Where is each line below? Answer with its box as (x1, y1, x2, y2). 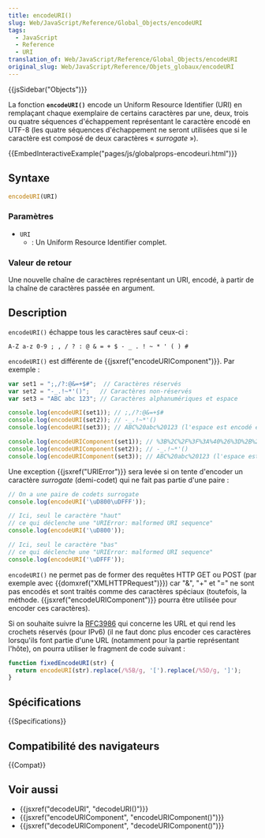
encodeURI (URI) (8, 193, 58, 200)
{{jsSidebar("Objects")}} (8, 84, 88, 94)
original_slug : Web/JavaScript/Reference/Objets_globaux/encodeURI (8, 63, 235, 71)
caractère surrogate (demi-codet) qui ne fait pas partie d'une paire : (8, 475, 230, 484)
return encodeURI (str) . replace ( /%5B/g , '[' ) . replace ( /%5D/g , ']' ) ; (15, 666, 242, 675)
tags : (8, 26, 26, 34)
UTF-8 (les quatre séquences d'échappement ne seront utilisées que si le (8, 125, 248, 134)
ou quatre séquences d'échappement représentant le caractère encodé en (8, 116, 251, 126)
